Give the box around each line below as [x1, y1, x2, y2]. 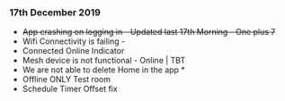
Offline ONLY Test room [22, 74, 111, 85]
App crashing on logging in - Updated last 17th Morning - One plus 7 [22, 27, 276, 38]
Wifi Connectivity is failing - [22, 36, 126, 46]
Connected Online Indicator [22, 46, 125, 56]
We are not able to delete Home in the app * [22, 64, 186, 75]
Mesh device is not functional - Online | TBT [22, 55, 186, 66]
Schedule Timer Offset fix [22, 83, 119, 95]
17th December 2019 [9, 6, 102, 19]
